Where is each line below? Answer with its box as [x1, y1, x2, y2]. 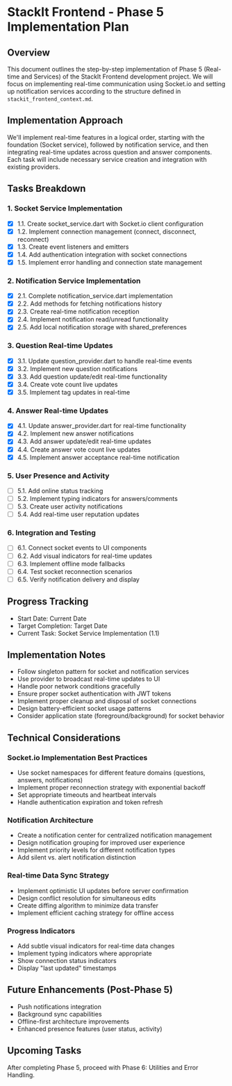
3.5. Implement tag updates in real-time [17, 388, 131, 396]
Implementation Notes [7, 649, 106, 661]
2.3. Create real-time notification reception [17, 307, 140, 316]
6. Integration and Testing [7, 528, 96, 538]
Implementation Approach [7, 115, 124, 126]
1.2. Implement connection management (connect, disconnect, [17, 227, 197, 236]
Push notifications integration [17, 1002, 102, 1011]
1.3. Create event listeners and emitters [17, 242, 129, 251]
